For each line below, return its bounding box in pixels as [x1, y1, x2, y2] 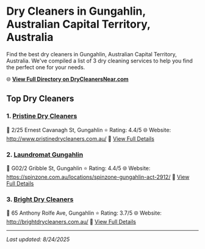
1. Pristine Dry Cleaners [6, 112, 77, 121]
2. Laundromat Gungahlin [6, 150, 84, 158]
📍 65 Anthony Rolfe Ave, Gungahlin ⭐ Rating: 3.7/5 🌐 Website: [6, 209, 162, 217]
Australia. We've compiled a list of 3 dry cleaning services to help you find [6, 57, 193, 64]
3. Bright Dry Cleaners [6, 195, 74, 203]
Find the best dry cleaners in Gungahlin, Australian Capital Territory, [6, 50, 177, 58]
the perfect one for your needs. [6, 63, 85, 71]
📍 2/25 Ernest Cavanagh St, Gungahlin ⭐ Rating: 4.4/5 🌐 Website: [6, 126, 171, 133]
